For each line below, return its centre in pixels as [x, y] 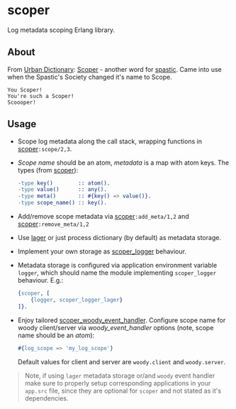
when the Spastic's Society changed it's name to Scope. [90, 77]
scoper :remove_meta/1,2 [54, 224]
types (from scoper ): [48, 170]
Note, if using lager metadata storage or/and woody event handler [120, 376]
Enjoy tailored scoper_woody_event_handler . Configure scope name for [122, 320]
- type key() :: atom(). [64, 183]
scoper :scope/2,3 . [45, 148]
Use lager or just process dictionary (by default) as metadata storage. [119, 238]
